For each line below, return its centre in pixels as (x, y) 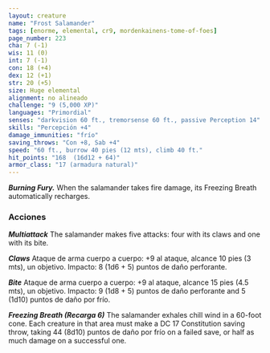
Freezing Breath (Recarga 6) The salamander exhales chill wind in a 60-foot (135, 315)
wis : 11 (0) (28, 53)
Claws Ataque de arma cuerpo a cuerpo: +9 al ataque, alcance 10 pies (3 (130, 258)
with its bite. (29, 243)
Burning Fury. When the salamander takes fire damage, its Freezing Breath (133, 188)
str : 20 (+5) (30, 83)
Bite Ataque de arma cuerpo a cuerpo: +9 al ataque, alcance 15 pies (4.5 (129, 282)
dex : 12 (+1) (30, 75)
